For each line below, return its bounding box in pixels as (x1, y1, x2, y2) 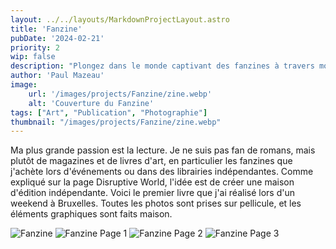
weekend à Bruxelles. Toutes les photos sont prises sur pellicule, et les (10, 197, 302, 210)
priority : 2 (10, 42, 60, 53)
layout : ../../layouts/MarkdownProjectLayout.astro (10, 14, 230, 25)
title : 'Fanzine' (10, 24, 83, 34)
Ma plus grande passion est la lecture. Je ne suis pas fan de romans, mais (10, 144, 316, 156)
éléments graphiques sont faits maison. (10, 208, 173, 220)
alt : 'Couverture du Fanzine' (28, 98, 155, 108)
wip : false (10, 52, 56, 62)
